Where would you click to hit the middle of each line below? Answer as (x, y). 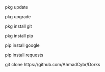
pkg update (17, 7)
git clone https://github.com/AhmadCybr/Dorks (53, 64)
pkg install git (19, 26)
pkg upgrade (18, 17)
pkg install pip (19, 36)
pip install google (23, 45)
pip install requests (24, 55)
